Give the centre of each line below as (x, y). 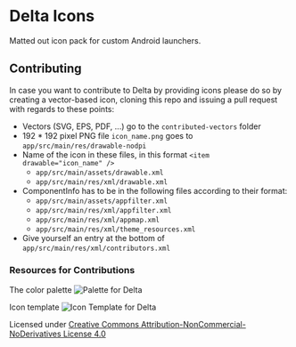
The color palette (41, 289)
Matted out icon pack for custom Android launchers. (105, 40)
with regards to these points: (62, 109)
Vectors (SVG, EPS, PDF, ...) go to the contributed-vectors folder (141, 126)
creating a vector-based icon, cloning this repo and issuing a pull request (144, 100)
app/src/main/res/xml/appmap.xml (98, 220)
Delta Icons (52, 16)
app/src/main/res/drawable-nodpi (84, 146)
